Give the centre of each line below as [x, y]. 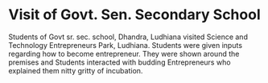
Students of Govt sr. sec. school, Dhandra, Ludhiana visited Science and [128, 37]
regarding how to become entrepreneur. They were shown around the [124, 53]
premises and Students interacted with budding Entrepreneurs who [120, 62]
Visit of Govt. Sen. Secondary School [134, 15]
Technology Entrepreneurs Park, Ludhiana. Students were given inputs [126, 45]
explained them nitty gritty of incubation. [76, 70]
